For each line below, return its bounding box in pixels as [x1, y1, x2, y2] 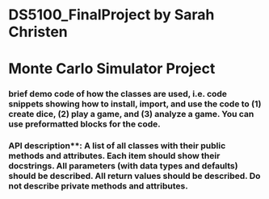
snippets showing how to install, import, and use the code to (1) [8, 98, 262, 110]
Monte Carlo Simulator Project [8, 60, 216, 78]
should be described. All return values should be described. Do [8, 171, 261, 182]
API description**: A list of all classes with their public [8, 140, 226, 151]
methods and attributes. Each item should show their [8, 151, 221, 162]
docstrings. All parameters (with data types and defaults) [8, 160, 238, 172]
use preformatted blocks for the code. [8, 118, 161, 130]
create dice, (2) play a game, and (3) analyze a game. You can [8, 109, 254, 120]
